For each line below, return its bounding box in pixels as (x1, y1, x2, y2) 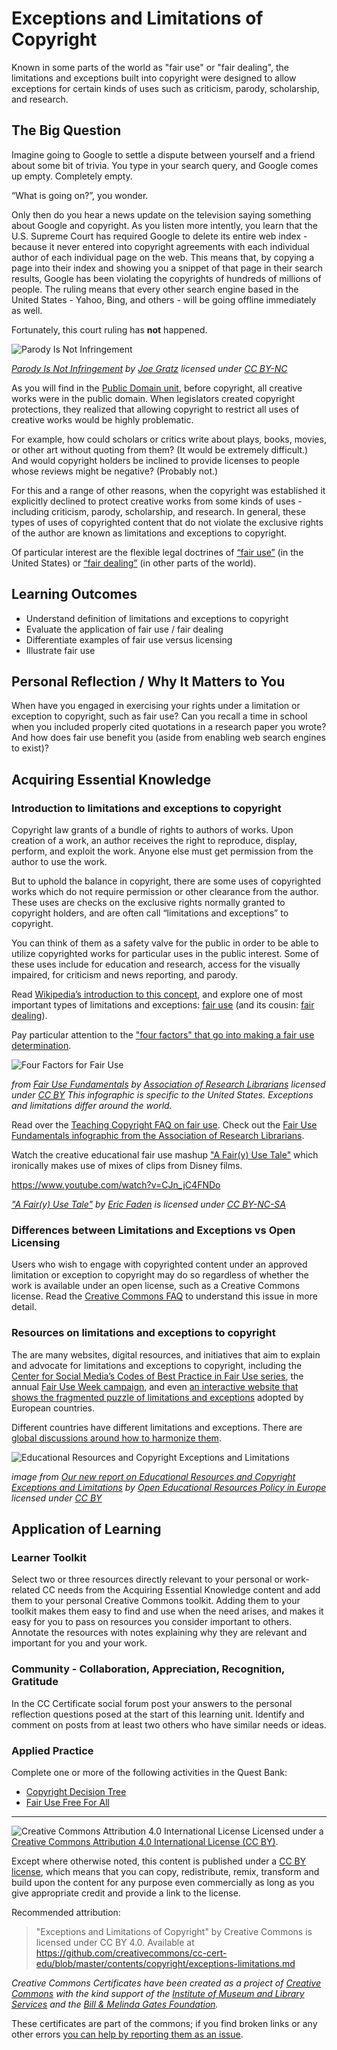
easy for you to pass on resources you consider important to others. (11, 1616, 293, 1628)
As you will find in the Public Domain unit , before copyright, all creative (11, 382, 303, 394)
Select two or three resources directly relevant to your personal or (11, 1573, 284, 1586)
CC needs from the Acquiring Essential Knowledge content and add (42, 1584, 321, 1596)
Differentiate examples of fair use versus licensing (25, 633, 233, 646)
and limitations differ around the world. (11, 1100, 173, 1112)
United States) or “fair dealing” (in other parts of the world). (11, 557, 257, 569)
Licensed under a (252, 1825, 324, 1837)
